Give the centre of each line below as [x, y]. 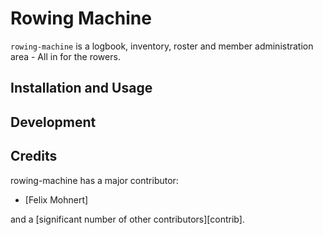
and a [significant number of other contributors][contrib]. [127, 219]
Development [53, 122]
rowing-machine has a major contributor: [94, 180]
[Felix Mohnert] [56, 199]
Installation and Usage [81, 88]
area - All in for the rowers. [65, 56]
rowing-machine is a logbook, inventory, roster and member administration [162, 46]
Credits [34, 156]
